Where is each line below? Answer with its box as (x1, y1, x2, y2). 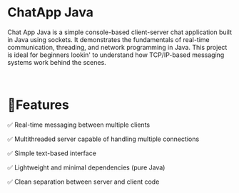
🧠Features (7, 97, 69, 113)
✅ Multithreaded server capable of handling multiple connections (7, 135, 200, 143)
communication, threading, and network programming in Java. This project (7, 43, 228, 51)
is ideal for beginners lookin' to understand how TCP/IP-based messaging (7, 51, 225, 59)
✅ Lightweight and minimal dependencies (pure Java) (7, 163, 166, 172)
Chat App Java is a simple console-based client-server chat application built (7, 28, 232, 36)
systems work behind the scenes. (7, 58, 107, 66)
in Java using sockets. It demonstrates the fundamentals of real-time (7, 35, 210, 43)
